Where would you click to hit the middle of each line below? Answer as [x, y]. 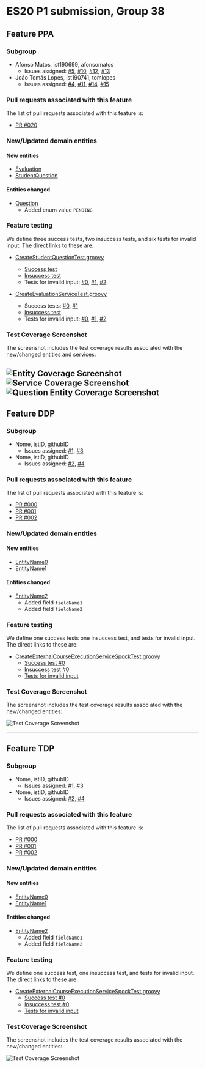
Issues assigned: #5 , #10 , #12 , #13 [67, 71]
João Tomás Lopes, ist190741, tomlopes [65, 77]
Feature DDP [31, 413]
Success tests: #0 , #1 [51, 306]
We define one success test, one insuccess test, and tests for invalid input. [100, 973]
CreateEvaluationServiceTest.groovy [61, 294]
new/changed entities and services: [51, 354]
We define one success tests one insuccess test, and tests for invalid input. [101, 638]
